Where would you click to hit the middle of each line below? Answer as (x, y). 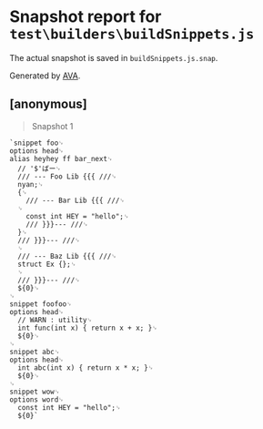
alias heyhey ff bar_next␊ (61, 158)
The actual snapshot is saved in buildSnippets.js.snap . (114, 57)
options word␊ (37, 399)
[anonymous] (49, 104)
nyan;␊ (30, 184)
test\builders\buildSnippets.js (132, 34)
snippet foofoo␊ (41, 304)
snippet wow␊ (35, 392)
